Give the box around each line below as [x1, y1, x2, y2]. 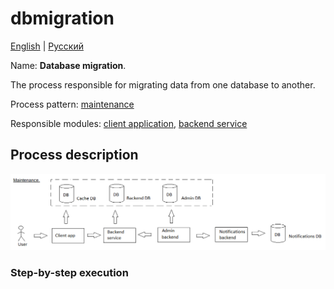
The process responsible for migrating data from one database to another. [10, 78, 316, 91]
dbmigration [10, 7, 115, 30]
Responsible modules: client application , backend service [10, 117, 248, 129]
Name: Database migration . [10, 59, 127, 71]
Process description [10, 147, 139, 164]
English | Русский [10, 40, 84, 52]
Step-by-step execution [10, 266, 129, 280]
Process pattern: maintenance [10, 98, 135, 110]
